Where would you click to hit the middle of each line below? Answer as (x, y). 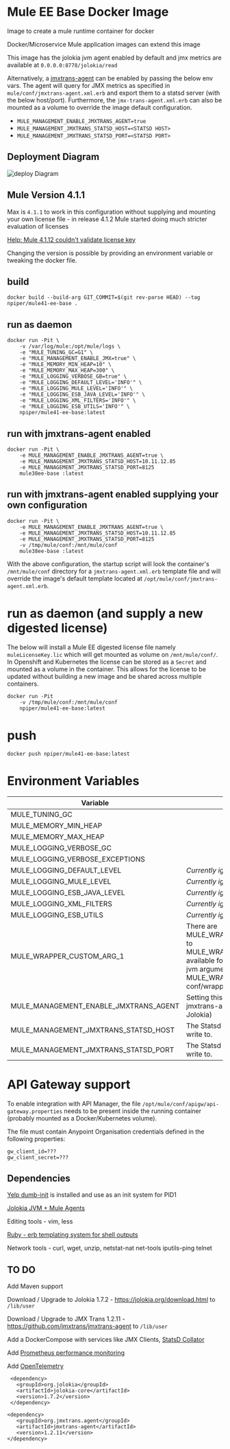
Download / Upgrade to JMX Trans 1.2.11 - (66, 1319)
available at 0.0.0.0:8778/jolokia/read (62, 65)
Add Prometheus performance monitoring (66, 1353)
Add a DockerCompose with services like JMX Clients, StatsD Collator (106, 1340)
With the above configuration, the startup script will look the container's (108, 563)
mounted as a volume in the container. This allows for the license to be (107, 669)
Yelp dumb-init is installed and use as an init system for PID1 (92, 1195)
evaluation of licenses (38, 226)
